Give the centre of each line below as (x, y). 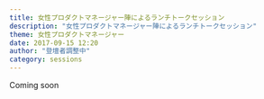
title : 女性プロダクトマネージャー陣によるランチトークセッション (117, 18)
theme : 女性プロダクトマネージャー (67, 34)
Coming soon (34, 85)
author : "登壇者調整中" (50, 51)
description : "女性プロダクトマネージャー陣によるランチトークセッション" (133, 26)
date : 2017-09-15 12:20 (54, 43)
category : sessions (46, 59)
